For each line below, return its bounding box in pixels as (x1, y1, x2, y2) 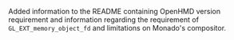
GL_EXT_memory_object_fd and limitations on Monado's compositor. (8, 24, 226, 32)
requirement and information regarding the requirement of (8, 15, 200, 24)
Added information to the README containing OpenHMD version (8, 7, 221, 16)
